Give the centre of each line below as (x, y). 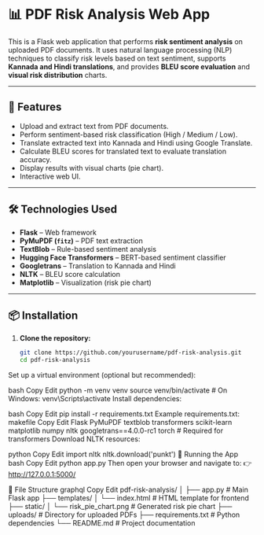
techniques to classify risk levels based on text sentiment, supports (117, 58)
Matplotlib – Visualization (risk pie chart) (85, 282)
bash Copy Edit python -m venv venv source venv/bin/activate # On (118, 390)
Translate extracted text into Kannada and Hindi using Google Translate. (136, 142)
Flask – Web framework (58, 232)
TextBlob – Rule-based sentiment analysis (88, 249)
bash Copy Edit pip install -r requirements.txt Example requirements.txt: (124, 414)
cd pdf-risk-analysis (55, 360)
